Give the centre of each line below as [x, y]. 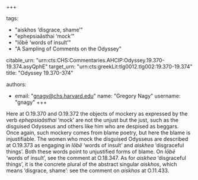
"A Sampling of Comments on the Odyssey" [68, 49]
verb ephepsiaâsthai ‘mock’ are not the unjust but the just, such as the [92, 120]
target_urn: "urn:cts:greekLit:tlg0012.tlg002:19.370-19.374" [121, 67]
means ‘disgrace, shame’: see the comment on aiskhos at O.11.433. [88, 170]
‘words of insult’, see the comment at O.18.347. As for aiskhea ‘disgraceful [96, 158]
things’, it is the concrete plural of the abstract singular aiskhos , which [92, 164]
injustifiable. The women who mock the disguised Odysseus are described [97, 139]
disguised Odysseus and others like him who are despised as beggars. [92, 126]
